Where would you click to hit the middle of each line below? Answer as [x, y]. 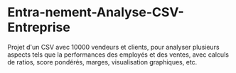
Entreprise [39, 27]
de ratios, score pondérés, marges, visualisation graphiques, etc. [102, 62]
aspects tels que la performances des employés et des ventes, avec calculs [118, 55]
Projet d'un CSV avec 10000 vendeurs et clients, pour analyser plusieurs [113, 47]
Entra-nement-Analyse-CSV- [96, 12]
